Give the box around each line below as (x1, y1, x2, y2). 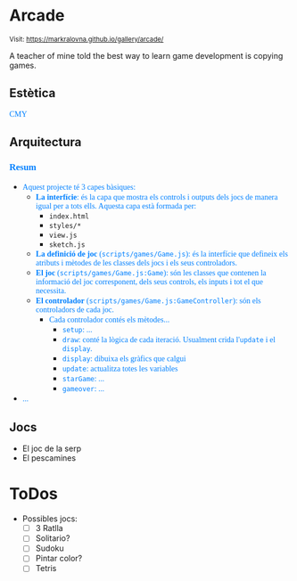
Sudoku (35, 543, 64, 553)
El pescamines (21, 453, 77, 463)
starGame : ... (62, 374, 105, 384)
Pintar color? (35, 553, 83, 564)
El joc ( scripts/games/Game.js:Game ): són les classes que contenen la (35, 268, 267, 278)
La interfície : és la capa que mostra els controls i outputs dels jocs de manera (35, 192, 278, 202)
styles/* (48, 222, 82, 231)
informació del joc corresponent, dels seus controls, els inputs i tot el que (35, 277, 264, 287)
